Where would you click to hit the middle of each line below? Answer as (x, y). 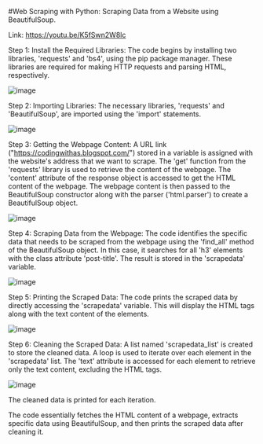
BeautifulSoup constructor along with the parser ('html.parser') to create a (128, 194)
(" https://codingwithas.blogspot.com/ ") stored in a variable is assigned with (131, 153)
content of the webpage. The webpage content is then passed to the (119, 186)
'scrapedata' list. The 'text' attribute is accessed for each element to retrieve (132, 361)
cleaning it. (26, 432)
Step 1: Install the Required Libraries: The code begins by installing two (122, 50)
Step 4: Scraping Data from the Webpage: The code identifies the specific (128, 233)
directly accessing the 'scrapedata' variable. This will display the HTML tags (131, 305)
